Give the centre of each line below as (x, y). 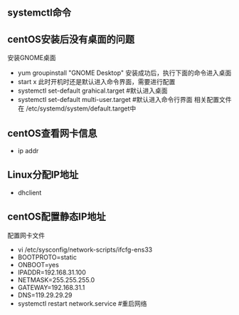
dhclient (30, 192)
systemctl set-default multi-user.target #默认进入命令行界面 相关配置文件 (124, 100)
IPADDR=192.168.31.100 (52, 272)
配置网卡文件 (26, 235)
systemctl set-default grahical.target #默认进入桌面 (92, 91)
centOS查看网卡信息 (52, 133)
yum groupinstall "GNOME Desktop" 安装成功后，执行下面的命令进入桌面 (124, 73)
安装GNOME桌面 (32, 58)
